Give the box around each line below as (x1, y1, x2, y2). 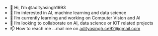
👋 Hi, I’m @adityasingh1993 (9, 5, 66, 10)
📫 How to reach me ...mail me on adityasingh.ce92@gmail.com (9, 26, 141, 31)
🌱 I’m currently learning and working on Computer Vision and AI (9, 15, 141, 20)
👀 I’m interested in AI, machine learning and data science (9, 10, 127, 16)
